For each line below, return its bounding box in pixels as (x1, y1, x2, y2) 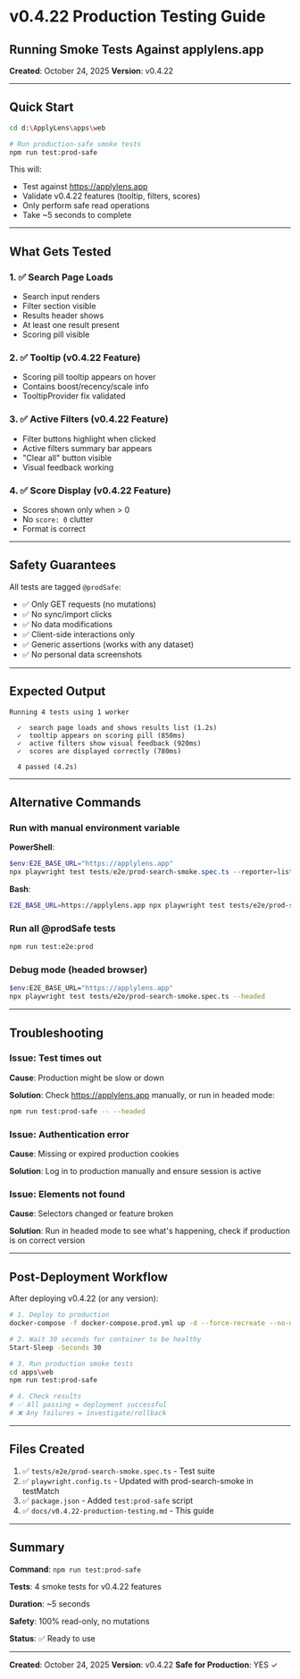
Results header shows (21, 310, 104, 321)
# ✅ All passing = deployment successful (9, 1400, 168, 1409)
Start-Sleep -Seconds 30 (9, 1343, 102, 1352)
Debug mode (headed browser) (9, 963, 148, 976)
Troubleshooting (9, 1025, 104, 1040)
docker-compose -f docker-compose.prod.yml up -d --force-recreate (9, 1319, 266, 1328)
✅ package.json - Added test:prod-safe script (21, 1495, 194, 1506)
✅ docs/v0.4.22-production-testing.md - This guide (21, 1505, 214, 1515)
